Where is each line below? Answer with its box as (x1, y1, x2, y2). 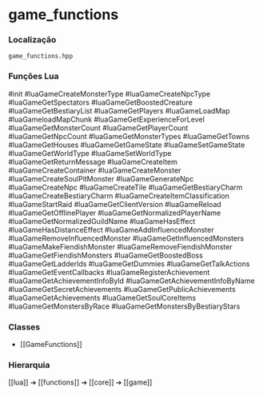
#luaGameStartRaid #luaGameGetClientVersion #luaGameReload (8, 199, 221, 209)
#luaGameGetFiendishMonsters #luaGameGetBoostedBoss (8, 250, 204, 260)
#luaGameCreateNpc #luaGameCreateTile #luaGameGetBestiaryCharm (8, 182, 243, 192)
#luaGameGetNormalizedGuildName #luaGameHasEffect (8, 216, 196, 225)
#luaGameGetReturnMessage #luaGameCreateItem (8, 157, 178, 166)
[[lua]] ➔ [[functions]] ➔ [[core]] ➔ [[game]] (8, 377, 153, 387)
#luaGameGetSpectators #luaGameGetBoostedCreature (8, 98, 193, 107)
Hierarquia (8, 360, 50, 370)
